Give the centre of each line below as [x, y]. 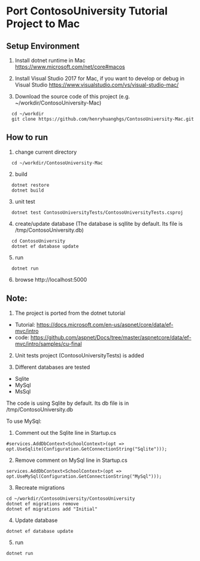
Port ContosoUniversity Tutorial [87, 11]
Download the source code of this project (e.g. [72, 96]
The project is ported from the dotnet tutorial [70, 313]
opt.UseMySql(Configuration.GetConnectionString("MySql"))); [84, 476]
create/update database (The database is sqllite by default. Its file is [99, 223]
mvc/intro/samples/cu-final [48, 344]
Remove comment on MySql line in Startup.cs [71, 460]
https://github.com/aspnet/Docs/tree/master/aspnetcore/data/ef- [111, 337]
